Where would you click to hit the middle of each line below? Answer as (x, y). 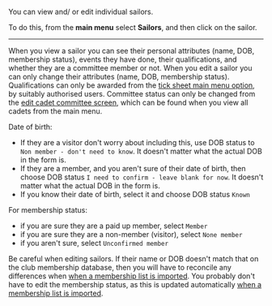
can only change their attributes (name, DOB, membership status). (119, 77)
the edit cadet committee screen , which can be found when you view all (128, 102)
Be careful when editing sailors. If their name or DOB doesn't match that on (134, 259)
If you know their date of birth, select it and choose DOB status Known (135, 194)
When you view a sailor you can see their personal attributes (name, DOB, (132, 51)
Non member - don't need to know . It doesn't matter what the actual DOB (141, 151)
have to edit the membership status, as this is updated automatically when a (135, 284)
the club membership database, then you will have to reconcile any (120, 267)
